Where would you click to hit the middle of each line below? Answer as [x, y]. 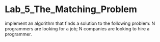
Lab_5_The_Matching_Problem [71, 9]
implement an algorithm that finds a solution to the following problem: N [80, 23]
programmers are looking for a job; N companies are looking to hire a [77, 28]
